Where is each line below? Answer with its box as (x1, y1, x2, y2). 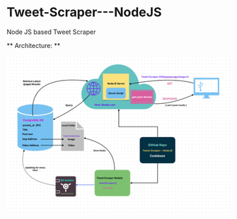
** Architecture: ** (6, 41, 61, 49)
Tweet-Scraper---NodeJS (6, 4, 162, 20)
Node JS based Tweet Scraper (6, 28, 96, 36)
